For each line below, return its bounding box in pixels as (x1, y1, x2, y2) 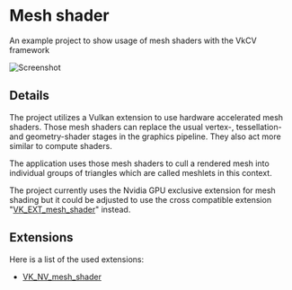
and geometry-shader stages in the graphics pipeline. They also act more (9, 131, 281, 142)
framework (9, 44, 50, 55)
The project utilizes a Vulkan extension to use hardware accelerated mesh (9, 111, 284, 122)
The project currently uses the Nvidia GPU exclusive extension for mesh (9, 185, 276, 196)
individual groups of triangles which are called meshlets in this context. (9, 167, 272, 178)
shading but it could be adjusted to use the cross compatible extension (9, 194, 272, 205)
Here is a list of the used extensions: (9, 253, 145, 265)
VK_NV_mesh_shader (22, 271, 102, 282)
